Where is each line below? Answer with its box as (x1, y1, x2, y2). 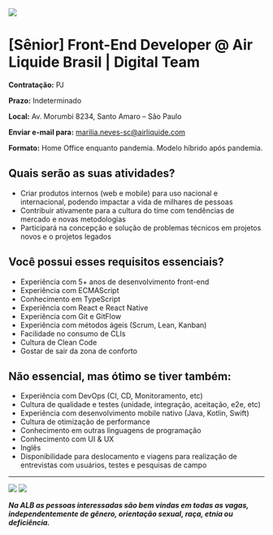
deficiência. (8, 518, 50, 528)
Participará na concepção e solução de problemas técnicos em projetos (19, 222, 262, 232)
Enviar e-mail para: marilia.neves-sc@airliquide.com (8, 127, 185, 137)
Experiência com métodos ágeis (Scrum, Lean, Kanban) (19, 320, 207, 330)
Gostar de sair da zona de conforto (19, 346, 138, 356)
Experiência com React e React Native (19, 302, 149, 313)
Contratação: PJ (8, 80, 65, 90)
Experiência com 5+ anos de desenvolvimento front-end (19, 277, 210, 287)
